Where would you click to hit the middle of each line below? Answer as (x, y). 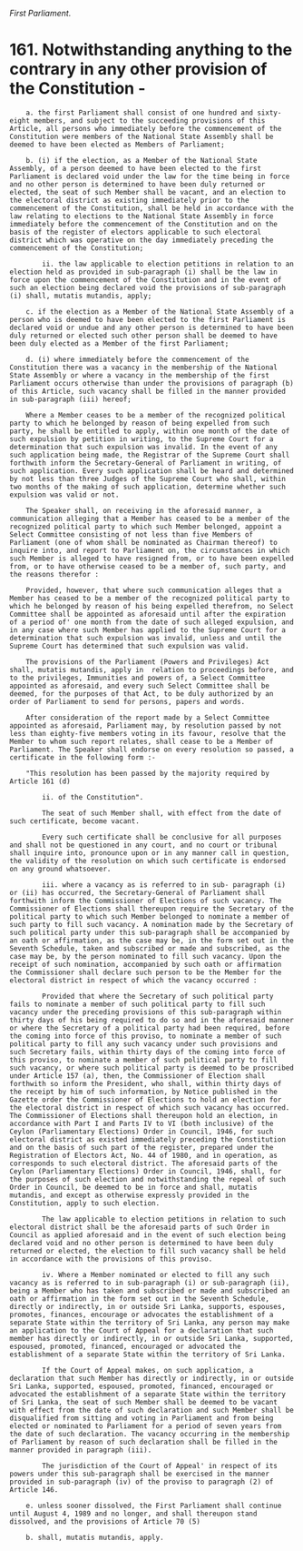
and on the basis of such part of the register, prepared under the (142, 1147)
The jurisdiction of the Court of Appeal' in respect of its (160, 1465)
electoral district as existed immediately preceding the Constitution (147, 1139)
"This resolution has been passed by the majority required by (148, 773)
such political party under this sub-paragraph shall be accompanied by (150, 932)
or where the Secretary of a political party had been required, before (150, 1028)
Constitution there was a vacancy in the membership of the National (144, 368)
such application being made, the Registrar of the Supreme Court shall (150, 455)
